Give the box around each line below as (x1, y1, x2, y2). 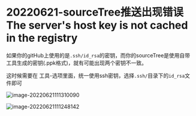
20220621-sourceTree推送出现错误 (6, 5, 184, 19)
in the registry (6, 31, 78, 45)
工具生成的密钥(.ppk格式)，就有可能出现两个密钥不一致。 (6, 59, 147, 66)
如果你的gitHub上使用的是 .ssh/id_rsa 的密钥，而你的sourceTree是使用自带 (6, 51, 191, 59)
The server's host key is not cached (6, 19, 188, 32)
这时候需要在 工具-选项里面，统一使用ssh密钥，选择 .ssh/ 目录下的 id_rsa (6, 72, 185, 79)
